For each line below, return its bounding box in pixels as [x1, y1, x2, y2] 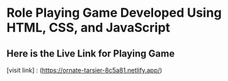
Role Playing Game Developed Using [6, 5, 222, 21]
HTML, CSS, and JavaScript [6, 20, 171, 36]
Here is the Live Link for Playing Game [6, 47, 176, 59]
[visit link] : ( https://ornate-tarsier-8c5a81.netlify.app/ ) [6, 66, 162, 74]
